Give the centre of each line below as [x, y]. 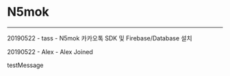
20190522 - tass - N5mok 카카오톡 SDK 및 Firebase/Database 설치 [100, 38]
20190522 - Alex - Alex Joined [50, 51]
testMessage [25, 65]
